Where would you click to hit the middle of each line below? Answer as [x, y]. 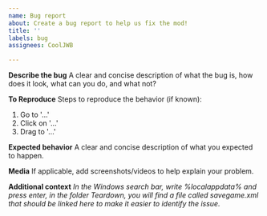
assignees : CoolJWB [41, 46]
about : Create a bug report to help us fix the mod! [98, 23]
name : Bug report [37, 16]
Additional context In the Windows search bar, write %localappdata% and [133, 187]
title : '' [25, 30]
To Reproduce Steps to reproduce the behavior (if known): [105, 99]
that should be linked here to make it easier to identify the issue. [114, 204]
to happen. [26, 156]
